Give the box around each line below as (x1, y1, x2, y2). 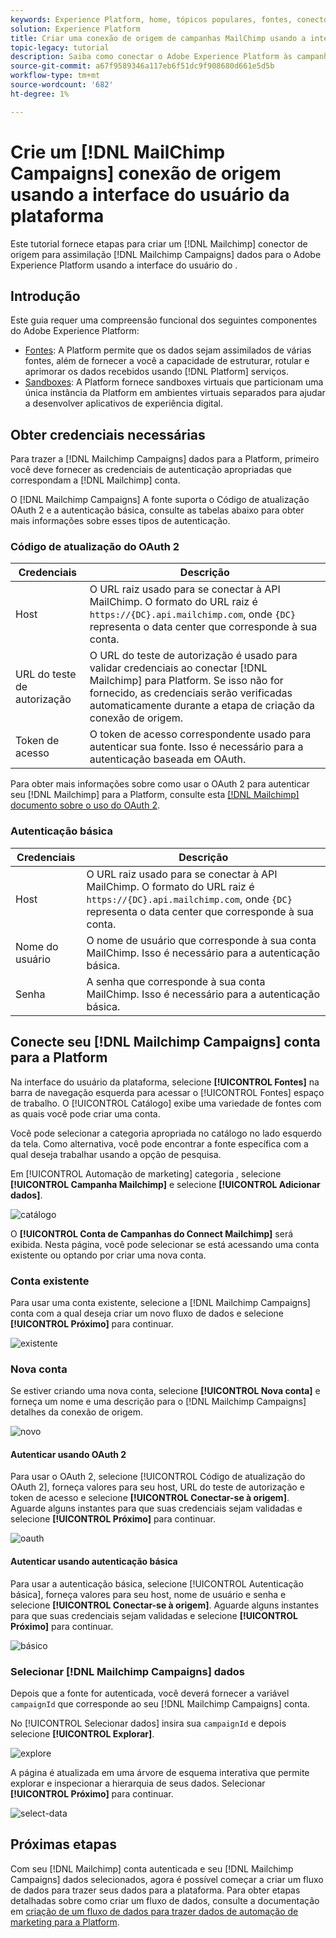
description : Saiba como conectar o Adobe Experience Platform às (10, 52, 293, 62)
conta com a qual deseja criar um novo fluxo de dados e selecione (10, 1307, 285, 1319)
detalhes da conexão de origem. (10, 1406, 144, 1418)
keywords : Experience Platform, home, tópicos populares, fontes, (10, 14, 293, 25)
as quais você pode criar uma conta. (10, 1107, 161, 1120)
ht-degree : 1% (10, 89, 70, 99)
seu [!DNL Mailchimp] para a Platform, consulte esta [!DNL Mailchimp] (10, 789, 300, 801)
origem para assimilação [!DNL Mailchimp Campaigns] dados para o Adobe (10, 248, 322, 260)
